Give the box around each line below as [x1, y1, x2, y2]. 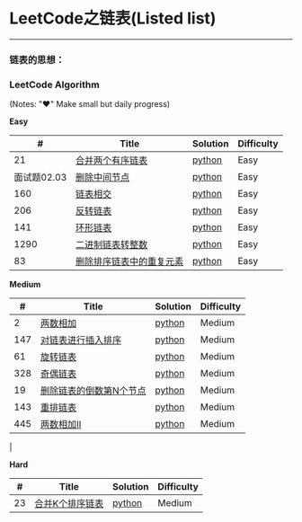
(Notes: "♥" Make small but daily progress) [9, 99, 171, 110]
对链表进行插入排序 [40, 334, 122, 347]
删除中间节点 [75, 172, 130, 184]
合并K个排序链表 [34, 498, 104, 510]
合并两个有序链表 [75, 155, 148, 167]
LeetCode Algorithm [9, 78, 101, 91]
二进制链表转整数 [75, 239, 148, 252]
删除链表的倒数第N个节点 [40, 385, 147, 397]
